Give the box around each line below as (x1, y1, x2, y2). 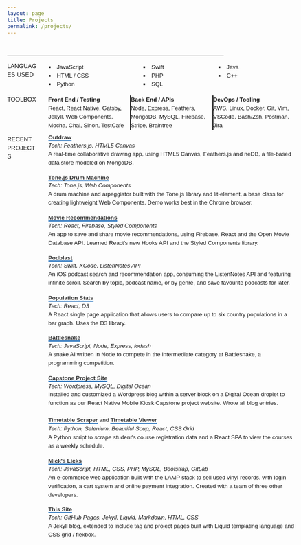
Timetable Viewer (110, 417, 157, 424)
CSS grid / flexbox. (47, 531, 96, 538)
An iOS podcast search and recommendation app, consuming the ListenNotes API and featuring (47, 270, 291, 278)
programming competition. (47, 359, 115, 367)
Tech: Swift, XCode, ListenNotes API (47, 262, 141, 270)
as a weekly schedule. (47, 442, 104, 450)
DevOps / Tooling (212, 96, 260, 104)
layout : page (7, 10, 45, 17)
